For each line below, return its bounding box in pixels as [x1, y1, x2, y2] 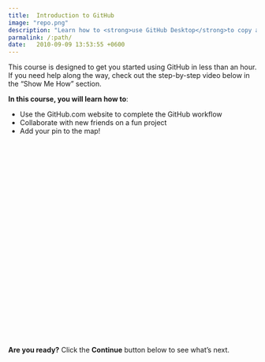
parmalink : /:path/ [8, 33, 73, 42]
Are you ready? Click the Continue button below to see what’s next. [8, 345, 230, 355]
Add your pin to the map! [19, 127, 101, 136]
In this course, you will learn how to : [8, 94, 129, 104]
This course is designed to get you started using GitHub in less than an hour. [8, 62, 257, 72]
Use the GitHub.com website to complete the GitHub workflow [19, 109, 222, 119]
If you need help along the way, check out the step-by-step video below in [8, 71, 250, 80]
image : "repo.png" [8, 19, 69, 27]
